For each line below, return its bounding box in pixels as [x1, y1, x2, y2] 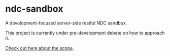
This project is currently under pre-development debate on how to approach [5, 30, 165, 36]
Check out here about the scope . [5, 45, 75, 51]
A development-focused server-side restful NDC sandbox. [5, 20, 127, 26]
